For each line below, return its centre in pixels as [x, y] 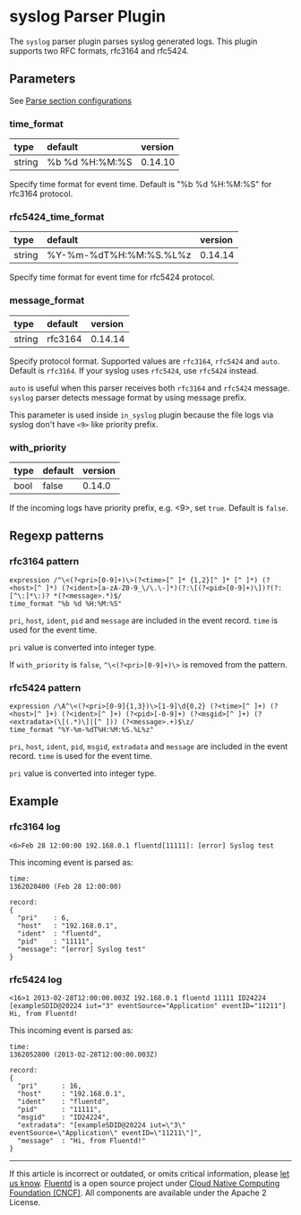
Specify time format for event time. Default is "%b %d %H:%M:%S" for [141, 185]
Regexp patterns [57, 536]
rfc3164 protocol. [41, 194]
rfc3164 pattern [44, 562]
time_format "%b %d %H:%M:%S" [66, 603]
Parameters [43, 79]
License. [25, 1202]
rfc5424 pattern [45, 687]
